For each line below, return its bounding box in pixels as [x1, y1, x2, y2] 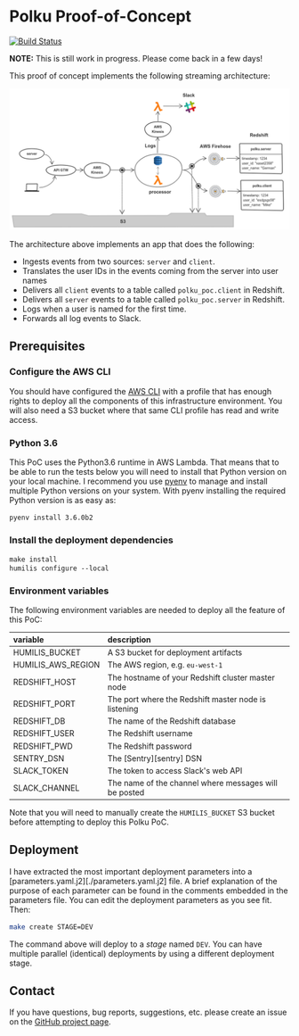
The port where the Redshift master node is [107, 693, 267, 704]
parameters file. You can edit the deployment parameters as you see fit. [9, 894, 272, 905]
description [107, 634, 151, 644]
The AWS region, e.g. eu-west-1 [107, 659, 223, 670]
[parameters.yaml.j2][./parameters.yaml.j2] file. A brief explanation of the [9, 875, 278, 886]
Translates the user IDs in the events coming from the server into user [21, 265, 279, 276]
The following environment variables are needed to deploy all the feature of [9, 605, 286, 616]
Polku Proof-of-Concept [9, 6, 192, 27]
